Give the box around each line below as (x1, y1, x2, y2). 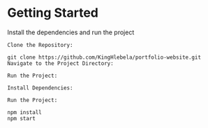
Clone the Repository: (7, 41, 73, 48)
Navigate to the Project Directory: (7, 59, 114, 67)
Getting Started (7, 5, 99, 21)
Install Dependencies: (7, 84, 73, 92)
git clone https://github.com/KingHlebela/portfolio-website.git (7, 54, 201, 61)
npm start (7, 115, 36, 122)
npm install (7, 108, 42, 116)
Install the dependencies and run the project (7, 28, 135, 36)
